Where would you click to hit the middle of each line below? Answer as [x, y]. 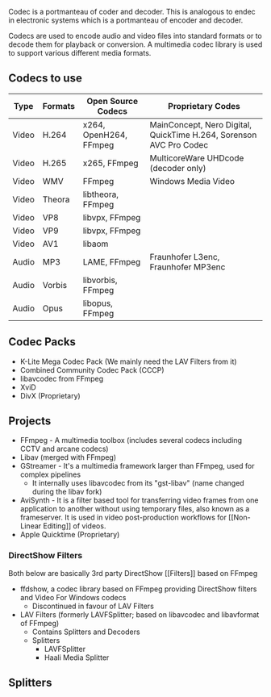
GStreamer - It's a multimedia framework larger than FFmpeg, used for [137, 466]
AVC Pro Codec [179, 144]
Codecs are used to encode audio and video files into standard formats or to [135, 36]
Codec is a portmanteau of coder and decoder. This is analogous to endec [132, 12]
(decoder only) [178, 168]
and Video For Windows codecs [73, 597]
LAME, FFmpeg [112, 261]
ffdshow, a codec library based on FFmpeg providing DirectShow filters [138, 589]
